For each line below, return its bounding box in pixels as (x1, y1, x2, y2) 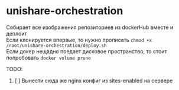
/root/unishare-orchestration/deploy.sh (6, 43, 108, 49)
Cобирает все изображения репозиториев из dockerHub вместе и (6, 24, 174, 31)
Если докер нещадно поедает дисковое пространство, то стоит (6, 47, 167, 54)
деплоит (6, 30, 28, 37)
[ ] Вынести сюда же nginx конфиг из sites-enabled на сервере (14, 77, 173, 84)
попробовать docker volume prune (6, 54, 91, 61)
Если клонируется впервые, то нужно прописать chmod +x (6, 36, 152, 43)
